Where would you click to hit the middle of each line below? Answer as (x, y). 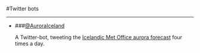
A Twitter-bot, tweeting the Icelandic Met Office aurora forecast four (99, 37)
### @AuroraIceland (40, 26)
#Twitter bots (23, 9)
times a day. (29, 43)
